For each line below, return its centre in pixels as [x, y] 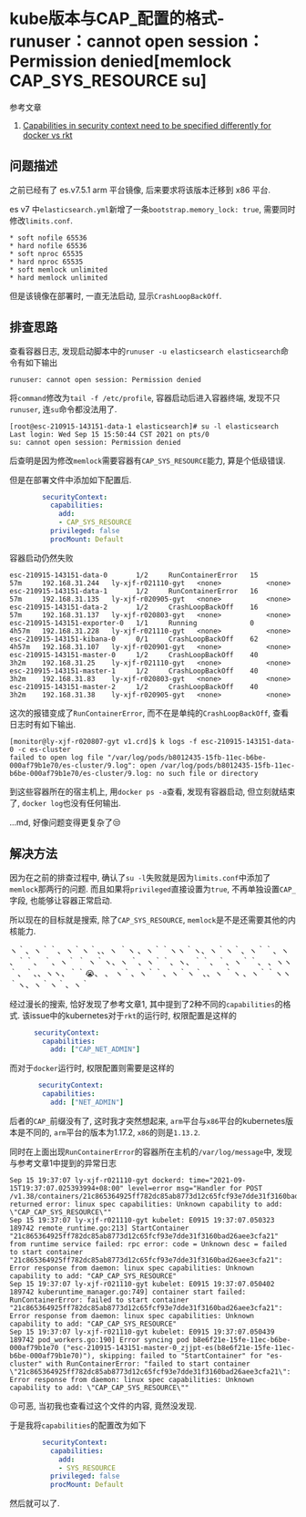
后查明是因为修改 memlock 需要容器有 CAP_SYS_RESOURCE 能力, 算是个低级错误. [148, 460]
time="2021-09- [217, 1180]
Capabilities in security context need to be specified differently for [147, 125]
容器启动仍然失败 [41, 558]
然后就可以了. [35, 1503]
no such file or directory [207, 773]
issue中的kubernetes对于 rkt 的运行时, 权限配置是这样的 [133, 1015]
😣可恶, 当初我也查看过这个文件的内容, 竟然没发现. [103, 1406]
